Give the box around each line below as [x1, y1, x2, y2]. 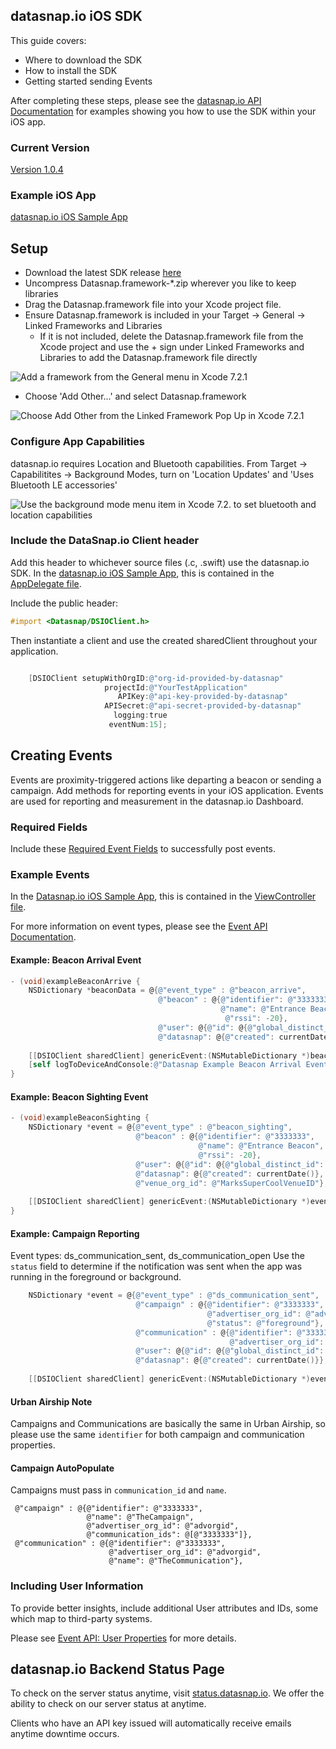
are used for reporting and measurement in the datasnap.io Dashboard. [10, 795, 304, 807]
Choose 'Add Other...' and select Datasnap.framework [24, 390, 247, 403]
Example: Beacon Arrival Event [10, 954, 142, 966]
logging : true [113, 710, 168, 721]
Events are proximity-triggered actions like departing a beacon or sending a [10, 774, 322, 786]
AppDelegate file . [10, 577, 82, 589]
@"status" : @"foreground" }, [207, 1318, 325, 1328]
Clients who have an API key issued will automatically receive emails [10, 1717, 292, 1729]
